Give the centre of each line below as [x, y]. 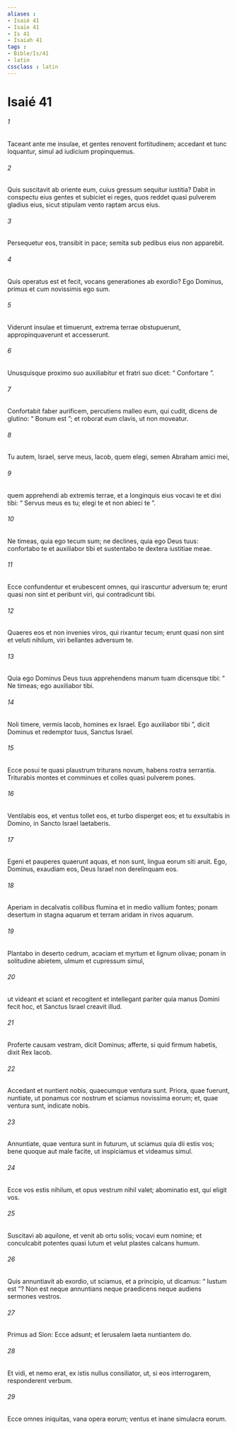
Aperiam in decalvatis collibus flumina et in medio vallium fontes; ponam [112, 907]
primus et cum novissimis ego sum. [59, 289]
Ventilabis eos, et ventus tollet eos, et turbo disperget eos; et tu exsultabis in [119, 816]
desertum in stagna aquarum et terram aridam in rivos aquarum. [100, 915]
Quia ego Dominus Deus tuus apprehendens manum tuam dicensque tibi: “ [116, 678]
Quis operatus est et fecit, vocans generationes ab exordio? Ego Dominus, [115, 281]
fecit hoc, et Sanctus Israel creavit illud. [65, 1006]
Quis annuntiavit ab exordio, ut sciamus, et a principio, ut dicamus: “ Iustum [117, 1282]
